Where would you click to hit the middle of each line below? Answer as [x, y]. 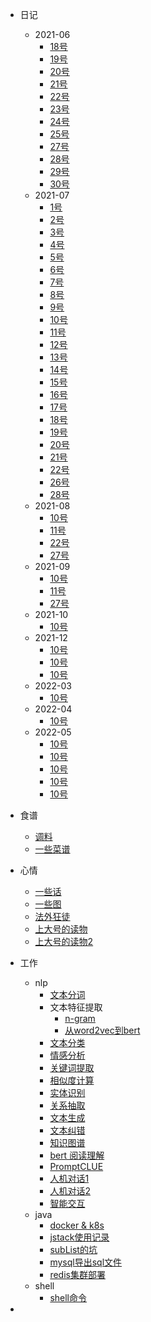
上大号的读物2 [64, 941]
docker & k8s [77, 1225]
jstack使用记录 [79, 1237]
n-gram [80, 1018]
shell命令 [68, 1297]
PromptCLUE [76, 1166]
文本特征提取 [76, 1007]
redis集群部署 [77, 1274]
